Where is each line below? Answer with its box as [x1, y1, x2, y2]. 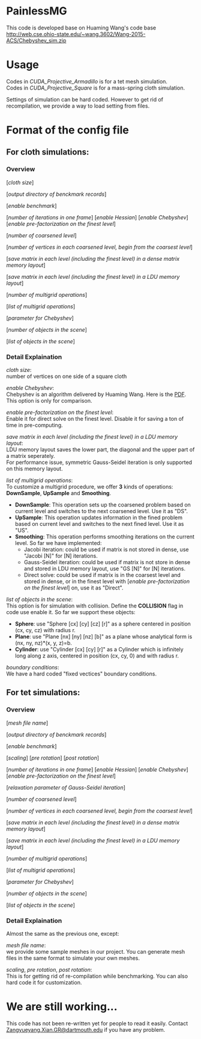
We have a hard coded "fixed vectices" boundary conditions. [6, 670, 157, 677]
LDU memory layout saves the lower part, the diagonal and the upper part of [6, 446, 195, 453]
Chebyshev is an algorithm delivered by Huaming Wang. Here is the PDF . [6, 391, 187, 398]
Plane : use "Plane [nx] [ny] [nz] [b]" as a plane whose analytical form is [14, 633, 193, 641]
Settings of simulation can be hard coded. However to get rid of [6, 96, 164, 103]
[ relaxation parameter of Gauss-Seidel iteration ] [6, 784, 126, 791]
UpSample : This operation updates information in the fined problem [14, 514, 183, 521]
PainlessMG [6, 4, 67, 18]
